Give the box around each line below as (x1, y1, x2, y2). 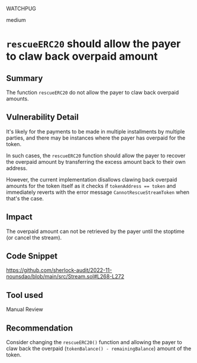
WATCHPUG (6, 5, 37, 12)
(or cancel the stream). (6, 234, 62, 241)
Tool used (6, 290, 43, 300)
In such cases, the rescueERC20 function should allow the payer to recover (6, 152, 186, 159)
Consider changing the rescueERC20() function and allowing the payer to (6, 339, 182, 346)
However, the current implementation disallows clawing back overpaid (6, 176, 177, 183)
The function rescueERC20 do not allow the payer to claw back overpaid (6, 89, 179, 96)
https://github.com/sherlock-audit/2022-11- (6, 267, 112, 274)
